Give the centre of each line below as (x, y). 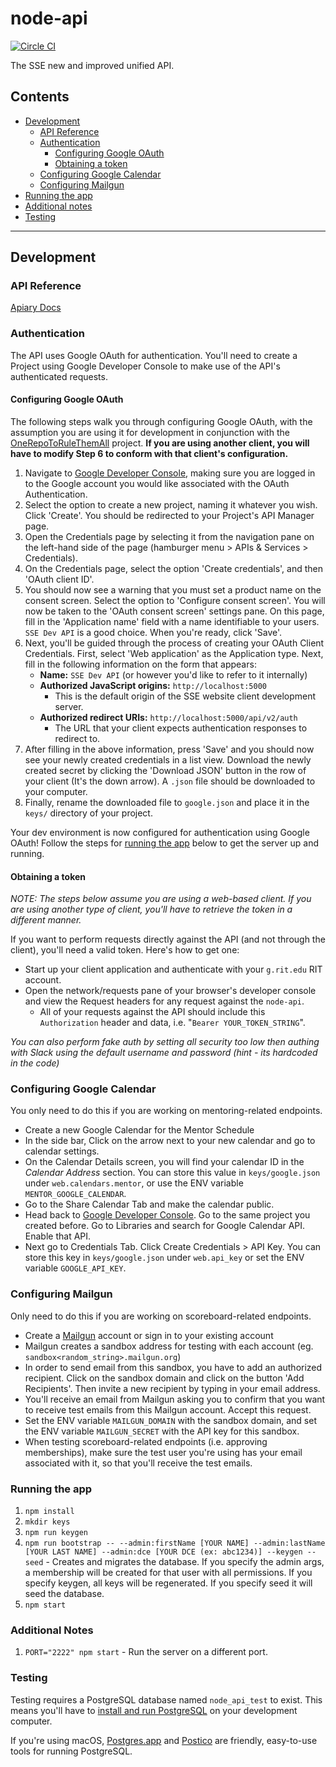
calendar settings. (62, 1151)
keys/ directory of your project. (88, 813)
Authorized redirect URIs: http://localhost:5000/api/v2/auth (168, 717)
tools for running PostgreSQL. (71, 1751)
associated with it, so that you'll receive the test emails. (138, 1463)
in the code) (35, 1063)
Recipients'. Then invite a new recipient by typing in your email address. (172, 1388)
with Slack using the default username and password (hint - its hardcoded (164, 1053)
